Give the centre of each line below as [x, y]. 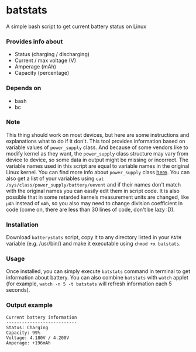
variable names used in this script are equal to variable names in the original [98, 166]
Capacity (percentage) [42, 73]
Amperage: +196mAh [28, 343]
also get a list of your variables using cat [55, 178]
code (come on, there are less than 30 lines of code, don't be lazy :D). [91, 209]
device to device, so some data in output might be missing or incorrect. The [97, 160]
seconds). [18, 290]
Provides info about [35, 42]
